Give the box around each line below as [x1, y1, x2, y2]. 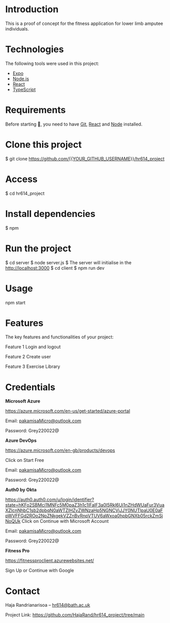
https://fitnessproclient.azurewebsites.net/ [5, 557, 94, 564]
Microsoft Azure [5, 398, 41, 404]
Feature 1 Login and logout [5, 344, 61, 350]
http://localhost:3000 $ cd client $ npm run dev [5, 265, 105, 271]
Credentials [5, 381, 56, 393]
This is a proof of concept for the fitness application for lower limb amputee [5, 20, 163, 26]
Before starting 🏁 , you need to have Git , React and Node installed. [5, 121, 143, 127]
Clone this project [5, 139, 82, 150]
